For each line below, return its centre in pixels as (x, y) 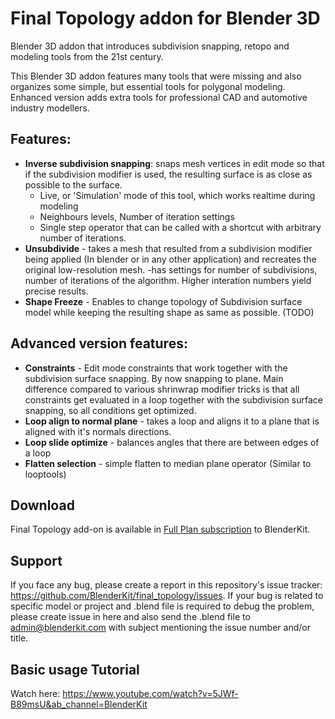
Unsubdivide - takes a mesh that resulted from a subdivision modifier (168, 248)
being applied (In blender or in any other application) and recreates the (170, 259)
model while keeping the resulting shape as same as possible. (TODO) (169, 312)
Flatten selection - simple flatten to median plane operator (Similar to (168, 463)
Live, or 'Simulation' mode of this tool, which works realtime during (177, 195)
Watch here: (35, 693)
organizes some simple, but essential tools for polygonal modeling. (148, 86)
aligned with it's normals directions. (98, 431)
